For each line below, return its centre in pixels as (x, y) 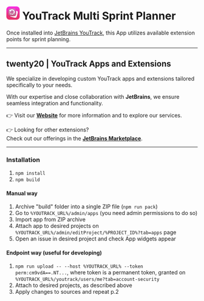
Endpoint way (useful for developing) (54, 253)
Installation (23, 159)
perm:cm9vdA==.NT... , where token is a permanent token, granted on (100, 273)
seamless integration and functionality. (55, 103)
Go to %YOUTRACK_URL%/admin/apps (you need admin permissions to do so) (106, 213)
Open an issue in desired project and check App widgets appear (95, 239)
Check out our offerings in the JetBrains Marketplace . (74, 138)
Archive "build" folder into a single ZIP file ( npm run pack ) (86, 207)
